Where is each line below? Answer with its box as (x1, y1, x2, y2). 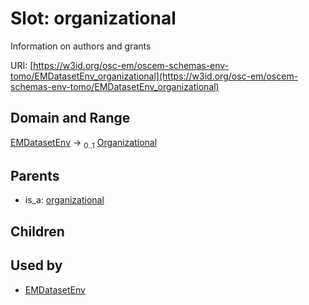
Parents (10, 167, 60, 184)
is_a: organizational (24, 194, 105, 206)
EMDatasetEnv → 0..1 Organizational (10, 136, 158, 151)
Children (10, 223, 65, 240)
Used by (10, 257, 63, 274)
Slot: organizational (10, 7, 177, 30)
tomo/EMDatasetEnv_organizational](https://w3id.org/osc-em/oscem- (10, 70, 299, 82)
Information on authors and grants (10, 40, 152, 52)
